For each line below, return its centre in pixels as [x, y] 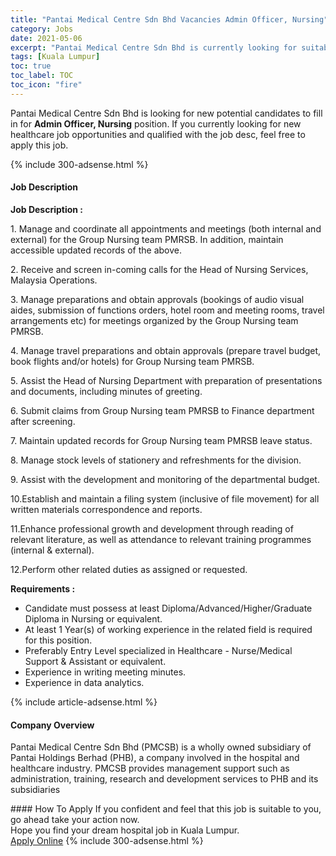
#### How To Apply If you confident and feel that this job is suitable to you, [166, 809]
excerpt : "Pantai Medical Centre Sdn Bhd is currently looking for [154, 47]
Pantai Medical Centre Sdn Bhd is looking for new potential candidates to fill [166, 113]
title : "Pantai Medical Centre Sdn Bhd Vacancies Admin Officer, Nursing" [169, 19]
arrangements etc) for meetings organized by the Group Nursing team [154, 320]
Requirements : [43, 588]
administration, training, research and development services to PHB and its [164, 779]
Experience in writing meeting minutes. [105, 672]
